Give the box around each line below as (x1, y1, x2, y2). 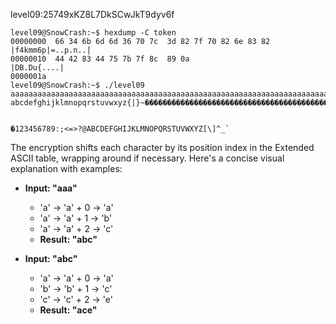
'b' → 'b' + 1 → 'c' (39, 283, 113, 294)
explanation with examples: (10, 163, 123, 174)
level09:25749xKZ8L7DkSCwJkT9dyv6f (10, 9, 175, 20)
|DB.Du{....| (10, 63, 65, 73)
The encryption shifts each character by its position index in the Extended (10, 142, 315, 153)
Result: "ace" (39, 304, 98, 316)
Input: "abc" (24, 253, 78, 264)
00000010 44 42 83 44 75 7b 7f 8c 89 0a (10, 54, 190, 64)
